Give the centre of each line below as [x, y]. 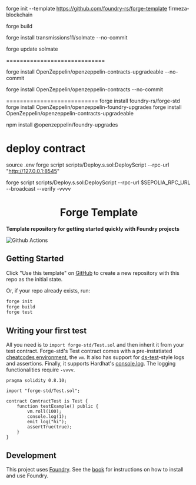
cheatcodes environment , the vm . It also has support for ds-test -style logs [95, 357]
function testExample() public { [58, 406]
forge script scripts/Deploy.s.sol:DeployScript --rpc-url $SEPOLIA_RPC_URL [98, 182]
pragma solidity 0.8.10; [36, 381]
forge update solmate [32, 49]
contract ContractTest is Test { [47, 401]
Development [31, 455]
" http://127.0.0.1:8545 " [33, 171]
